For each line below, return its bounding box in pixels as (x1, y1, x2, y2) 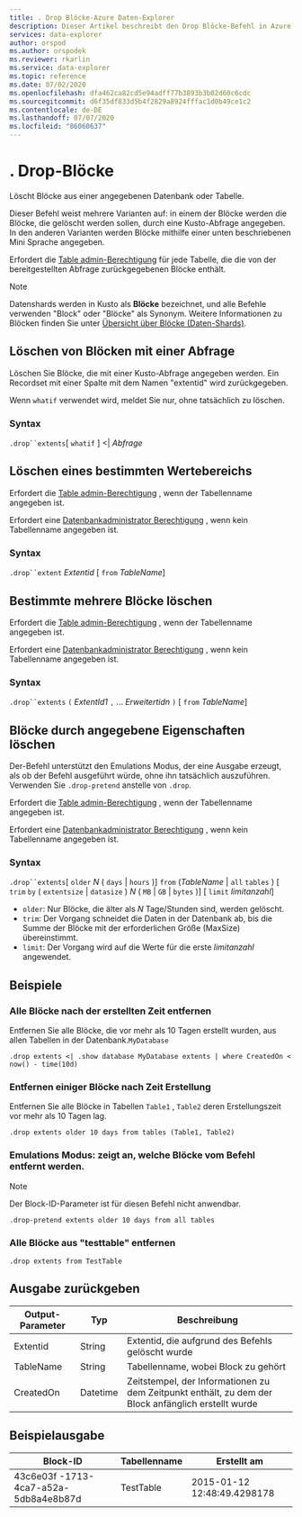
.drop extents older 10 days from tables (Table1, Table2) (9, 1128, 235, 1137)
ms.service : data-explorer (9, 64, 111, 73)
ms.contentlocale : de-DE (9, 105, 102, 114)
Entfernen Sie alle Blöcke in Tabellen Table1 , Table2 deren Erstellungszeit (9, 1101, 281, 1112)
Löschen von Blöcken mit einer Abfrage (9, 344, 235, 359)
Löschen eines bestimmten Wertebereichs (9, 464, 253, 479)
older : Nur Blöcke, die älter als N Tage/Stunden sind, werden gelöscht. (22, 904, 285, 915)
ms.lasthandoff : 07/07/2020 (9, 113, 115, 122)
